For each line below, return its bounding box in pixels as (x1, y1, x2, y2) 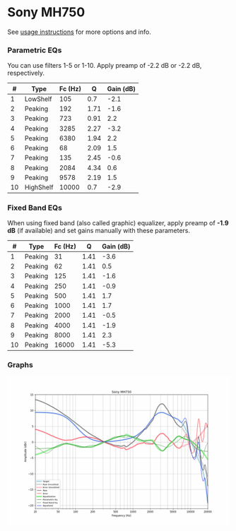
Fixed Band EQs (7, 203, 62, 213)
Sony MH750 (7, 4, 85, 20)
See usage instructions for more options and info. (7, 28, 152, 36)
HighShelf (24, 183, 54, 191)
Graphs (7, 360, 33, 370)
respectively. (7, 68, 45, 78)
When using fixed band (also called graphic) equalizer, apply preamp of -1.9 (7, 219, 229, 227)
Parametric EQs (7, 45, 62, 55)
